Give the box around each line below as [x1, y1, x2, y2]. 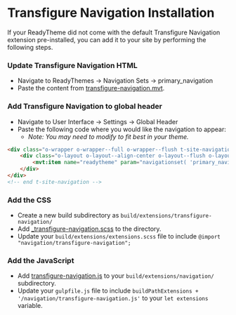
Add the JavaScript [7, 256, 74, 265]
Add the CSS [7, 195, 51, 205]
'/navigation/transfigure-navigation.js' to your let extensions [17, 294, 209, 302]
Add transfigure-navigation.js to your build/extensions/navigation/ [17, 272, 214, 280]
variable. [17, 302, 44, 310]
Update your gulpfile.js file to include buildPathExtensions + [17, 286, 199, 295]
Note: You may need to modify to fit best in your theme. [27, 132, 189, 141]
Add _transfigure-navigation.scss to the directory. [17, 224, 162, 233]
